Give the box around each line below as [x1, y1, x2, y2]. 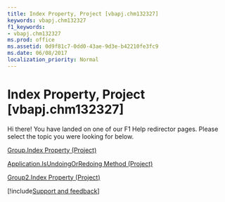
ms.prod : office [7, 37, 55, 44]
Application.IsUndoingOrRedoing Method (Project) [7, 159, 153, 168]
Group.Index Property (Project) [7, 146, 97, 154]
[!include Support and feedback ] [7, 187, 100, 195]
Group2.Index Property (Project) [7, 173, 101, 182]
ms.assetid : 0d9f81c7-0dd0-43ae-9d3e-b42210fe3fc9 [7, 43, 159, 50]
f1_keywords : [7, 23, 46, 30]
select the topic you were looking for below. [7, 132, 134, 141]
